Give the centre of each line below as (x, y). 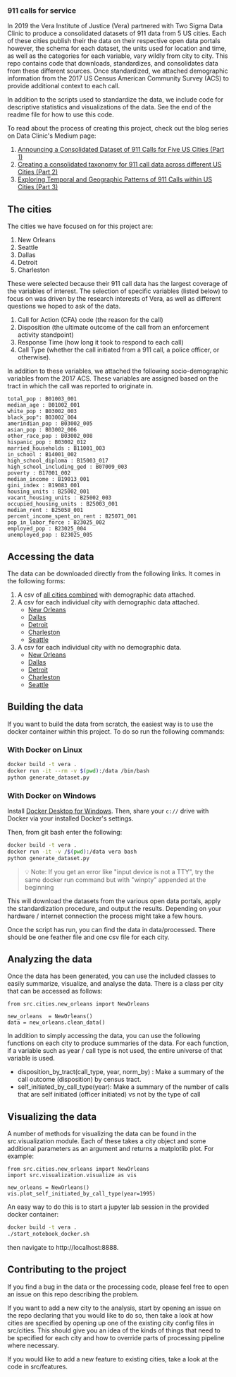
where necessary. (33, 1345)
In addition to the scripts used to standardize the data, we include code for (116, 100)
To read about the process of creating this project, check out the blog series (118, 129)
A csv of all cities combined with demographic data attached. (106, 595)
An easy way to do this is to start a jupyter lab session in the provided (108, 1207)
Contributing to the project (67, 1270)
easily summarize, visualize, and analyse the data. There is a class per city (116, 984)
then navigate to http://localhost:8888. (63, 1247)
